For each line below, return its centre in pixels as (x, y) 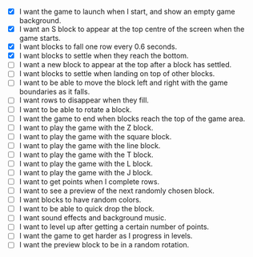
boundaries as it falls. (54, 92)
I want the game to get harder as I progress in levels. (106, 236)
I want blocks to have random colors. (80, 200)
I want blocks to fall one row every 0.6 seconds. (98, 46)
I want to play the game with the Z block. (86, 127)
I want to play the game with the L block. (86, 163)
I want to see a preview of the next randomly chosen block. (117, 191)
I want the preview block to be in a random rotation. (104, 245)
